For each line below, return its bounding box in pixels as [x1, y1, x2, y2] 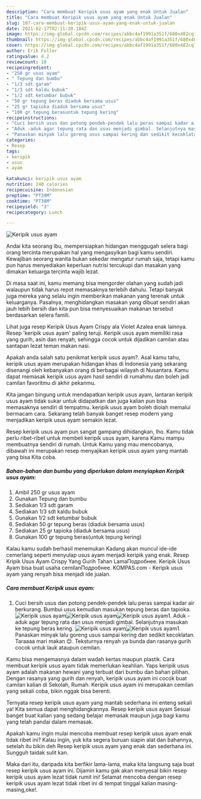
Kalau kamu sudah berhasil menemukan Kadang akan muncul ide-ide [6, 545, 177, 552]
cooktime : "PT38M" [6, 198, 52, 204]
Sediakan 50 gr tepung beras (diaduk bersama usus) [14, 521, 145, 528]
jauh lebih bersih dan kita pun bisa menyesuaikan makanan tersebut [6, 305, 173, 313]
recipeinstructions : [6, 115, 58, 121]
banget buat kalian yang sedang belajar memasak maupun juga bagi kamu [6, 712, 190, 719]
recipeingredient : [6, 64, 52, 71]
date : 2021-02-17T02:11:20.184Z [6, 25, 87, 32]
